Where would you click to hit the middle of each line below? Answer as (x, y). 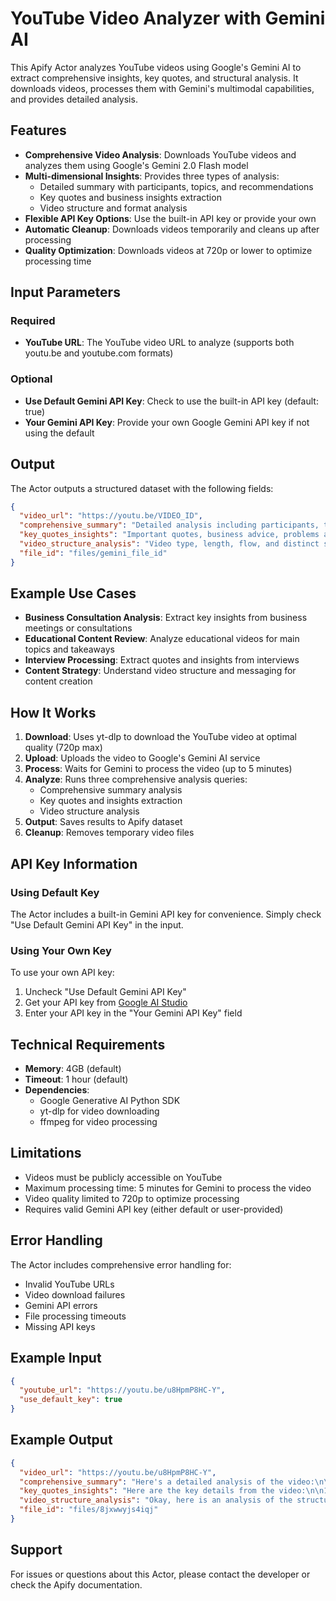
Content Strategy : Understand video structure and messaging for (160, 671)
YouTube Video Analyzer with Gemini (168, 18)
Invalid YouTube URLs (69, 1284)
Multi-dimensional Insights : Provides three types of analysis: (152, 176)
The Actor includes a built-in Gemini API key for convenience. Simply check (166, 914)
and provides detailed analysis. (74, 99)
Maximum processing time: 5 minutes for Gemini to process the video (168, 1188)
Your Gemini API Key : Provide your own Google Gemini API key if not (167, 422)
